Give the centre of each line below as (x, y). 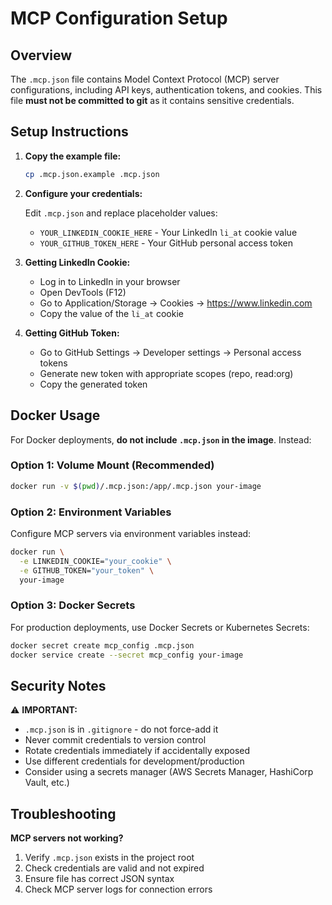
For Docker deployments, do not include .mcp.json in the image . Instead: (161, 439)
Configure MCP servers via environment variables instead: (131, 533)
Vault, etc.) (47, 783)
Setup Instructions (69, 132)
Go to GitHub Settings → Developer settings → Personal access (170, 352)
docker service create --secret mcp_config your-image (127, 655)
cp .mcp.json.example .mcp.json (92, 174)
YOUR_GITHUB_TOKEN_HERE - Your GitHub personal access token (166, 243)
